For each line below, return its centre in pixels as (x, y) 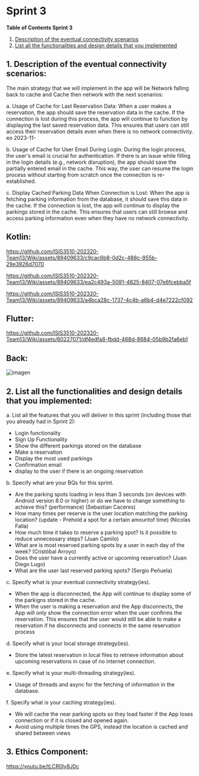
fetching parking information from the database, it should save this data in (97, 199)
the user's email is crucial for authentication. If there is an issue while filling (98, 155)
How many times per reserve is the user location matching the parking (101, 513)
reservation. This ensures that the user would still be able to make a (98, 619)
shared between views (43, 733)
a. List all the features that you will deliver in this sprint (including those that (99, 415)
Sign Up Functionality (41, 439)
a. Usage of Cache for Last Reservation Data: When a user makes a (89, 106)
